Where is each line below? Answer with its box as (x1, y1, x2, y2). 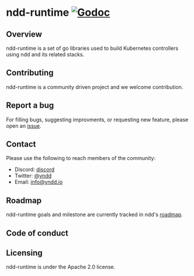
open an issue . (6, 122, 42, 129)
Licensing (6, 248, 43, 258)
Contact (6, 139, 36, 149)
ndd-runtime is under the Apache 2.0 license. (6, 264, 116, 271)
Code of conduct (6, 228, 69, 238)
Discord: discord (14, 166, 55, 173)
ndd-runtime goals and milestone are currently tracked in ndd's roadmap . (6, 211, 183, 218)
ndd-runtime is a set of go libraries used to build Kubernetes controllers (6, 45, 179, 52)
